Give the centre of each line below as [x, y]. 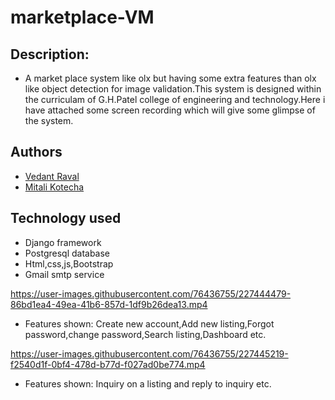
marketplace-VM [82, 17]
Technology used [66, 218]
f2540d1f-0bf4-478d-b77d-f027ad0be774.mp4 [108, 364]
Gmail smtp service [64, 274]
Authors [36, 152]
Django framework [63, 242]
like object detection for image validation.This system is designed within [173, 89]
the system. [49, 120]
